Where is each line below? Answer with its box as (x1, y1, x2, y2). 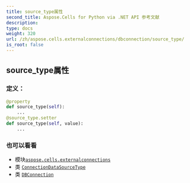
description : (6, 20, 39, 26)
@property (6, 99, 31, 105)
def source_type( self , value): (6, 121, 84, 127)
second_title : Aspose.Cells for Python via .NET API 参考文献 (6, 14, 160, 20)
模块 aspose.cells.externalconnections (14, 156, 111, 163)
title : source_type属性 (6, 8, 64, 15)
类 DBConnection (14, 171, 54, 178)
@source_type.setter (6, 115, 58, 121)
